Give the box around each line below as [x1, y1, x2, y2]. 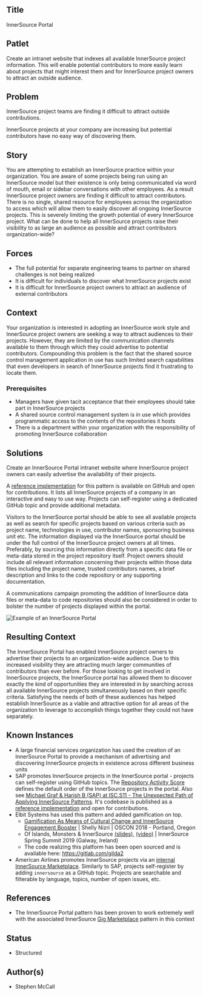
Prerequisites [6, 384, 47, 392]
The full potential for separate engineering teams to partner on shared [15, 264, 190, 272]
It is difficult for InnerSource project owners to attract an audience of [15, 284, 187, 291]
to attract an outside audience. [6, 74, 83, 81]
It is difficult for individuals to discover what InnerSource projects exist [15, 278, 191, 285]
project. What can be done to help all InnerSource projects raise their [6, 218, 179, 225]
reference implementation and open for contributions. [15, 804, 150, 811]
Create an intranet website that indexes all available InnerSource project [6, 55, 186, 62]
